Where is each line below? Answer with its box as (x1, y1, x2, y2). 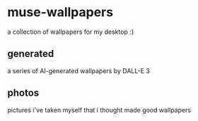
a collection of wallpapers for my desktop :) (7, 27, 134, 36)
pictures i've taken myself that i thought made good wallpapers (7, 106, 192, 114)
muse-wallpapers (7, 4, 114, 20)
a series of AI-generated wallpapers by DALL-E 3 (7, 66, 150, 75)
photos (7, 87, 40, 99)
